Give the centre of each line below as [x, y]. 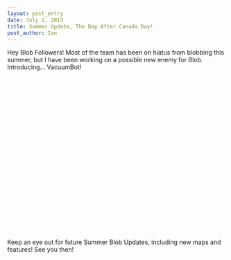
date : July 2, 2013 [35, 20]
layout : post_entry [35, 13]
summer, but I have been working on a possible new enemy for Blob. [105, 60]
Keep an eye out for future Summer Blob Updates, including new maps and [114, 242]
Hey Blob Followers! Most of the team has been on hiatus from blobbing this [115, 53]
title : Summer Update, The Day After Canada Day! [80, 26]
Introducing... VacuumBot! [44, 67]
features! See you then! [41, 250]
